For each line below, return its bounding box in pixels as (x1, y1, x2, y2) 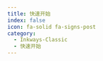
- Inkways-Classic (13, 36, 68, 43)
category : (7, 29, 37, 37)
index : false (7, 17, 46, 24)
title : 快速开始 (7, 10, 51, 18)
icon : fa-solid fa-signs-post (7, 23, 97, 30)
